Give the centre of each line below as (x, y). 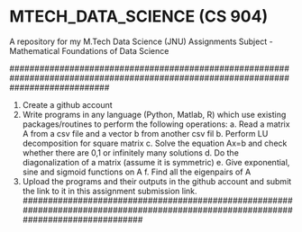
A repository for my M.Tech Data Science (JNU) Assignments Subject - (141, 41)
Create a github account (67, 104)
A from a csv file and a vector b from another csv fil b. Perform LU (145, 133)
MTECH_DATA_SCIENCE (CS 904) (139, 17)
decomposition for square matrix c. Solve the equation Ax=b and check (155, 143)
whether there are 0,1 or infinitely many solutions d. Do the (130, 152)
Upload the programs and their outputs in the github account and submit (157, 181)
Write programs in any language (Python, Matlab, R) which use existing (154, 114)
